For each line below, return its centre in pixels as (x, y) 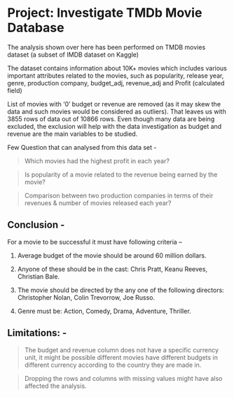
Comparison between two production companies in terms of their (119, 195)
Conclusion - (36, 225)
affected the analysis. (55, 386)
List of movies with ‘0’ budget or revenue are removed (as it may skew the (114, 104)
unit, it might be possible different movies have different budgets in (121, 357)
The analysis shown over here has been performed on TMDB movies (106, 47)
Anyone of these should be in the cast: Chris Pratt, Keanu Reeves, (112, 269)
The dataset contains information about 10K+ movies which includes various (117, 68)
